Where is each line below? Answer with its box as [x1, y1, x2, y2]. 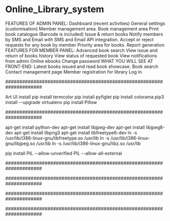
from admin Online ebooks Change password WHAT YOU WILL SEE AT [5, 58, 153, 64]
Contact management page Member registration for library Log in [5, 68, 142, 75]
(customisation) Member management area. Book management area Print [5, 25, 159, 31]
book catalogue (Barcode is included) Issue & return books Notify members [5, 31, 163, 37]
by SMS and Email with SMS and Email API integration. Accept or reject [5, 36, 154, 43]
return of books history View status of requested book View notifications [5, 52, 157, 59]
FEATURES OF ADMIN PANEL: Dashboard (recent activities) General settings [5, 20, 165, 26]
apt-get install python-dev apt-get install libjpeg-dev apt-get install [5, 124, 145, 130]
